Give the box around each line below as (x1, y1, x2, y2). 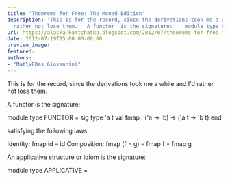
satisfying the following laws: (7, 126, 89, 135)
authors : (7, 55, 32, 61)
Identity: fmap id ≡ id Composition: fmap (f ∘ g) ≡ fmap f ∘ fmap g (7, 139, 192, 148)
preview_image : (7, 42, 51, 48)
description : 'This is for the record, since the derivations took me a (7, 16, 219, 23)
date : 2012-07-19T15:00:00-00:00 (7, 36, 103, 42)
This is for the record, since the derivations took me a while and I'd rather (7, 79, 214, 87)
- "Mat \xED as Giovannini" (7, 61, 81, 68)
